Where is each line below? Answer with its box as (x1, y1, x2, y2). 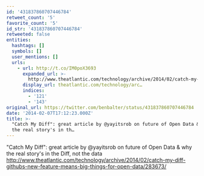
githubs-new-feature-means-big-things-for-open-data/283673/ (6, 163, 167, 170)
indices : (22, 88, 45, 94)
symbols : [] (12, 48, 42, 54)
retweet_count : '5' (6, 15, 56, 21)
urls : (12, 59, 26, 65)
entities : (6, 37, 32, 43)
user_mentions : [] (12, 54, 59, 60)
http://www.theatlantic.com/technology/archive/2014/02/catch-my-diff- (6, 157, 186, 163)
